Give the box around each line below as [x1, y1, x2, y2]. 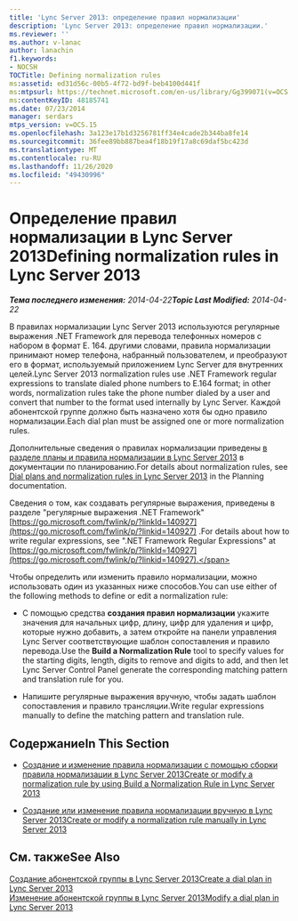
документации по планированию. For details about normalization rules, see [9, 462, 288, 473]
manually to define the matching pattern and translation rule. [21, 710, 245, 721]
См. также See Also [9, 850, 120, 865]
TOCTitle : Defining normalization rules [9, 71, 162, 80]
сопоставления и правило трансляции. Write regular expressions [21, 700, 265, 712]
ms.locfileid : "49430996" [9, 170, 105, 179]
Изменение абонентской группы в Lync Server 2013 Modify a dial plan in [9, 892, 279, 903]
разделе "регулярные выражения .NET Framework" [9, 507, 205, 518]
